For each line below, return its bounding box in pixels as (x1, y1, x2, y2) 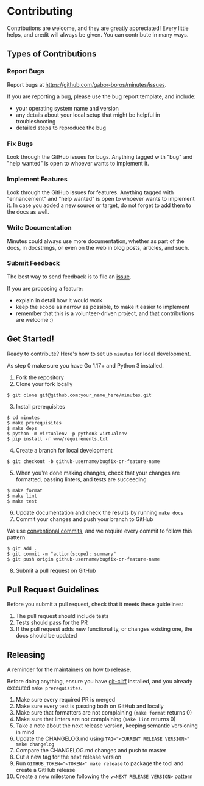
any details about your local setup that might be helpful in (15, 111, 160, 118)
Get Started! (7, 334, 54, 344)
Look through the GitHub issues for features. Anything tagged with (7, 189, 174, 196)
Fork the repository (15, 374, 65, 381)
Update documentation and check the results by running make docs (15, 509, 184, 516)
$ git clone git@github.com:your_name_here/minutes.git (7, 392, 152, 398)
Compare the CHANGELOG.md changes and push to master (15, 747, 167, 754)
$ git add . (7, 545, 37, 551)
